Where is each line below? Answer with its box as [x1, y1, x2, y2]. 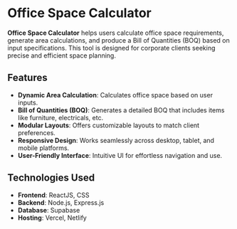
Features [7, 72, 48, 84]
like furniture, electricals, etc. [17, 113, 104, 122]
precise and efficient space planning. [7, 51, 116, 60]
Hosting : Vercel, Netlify [17, 213, 87, 222]
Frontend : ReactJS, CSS [17, 191, 90, 199]
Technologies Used [7, 172, 95, 184]
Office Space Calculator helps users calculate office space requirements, [7, 28, 224, 37]
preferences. [17, 128, 56, 137]
